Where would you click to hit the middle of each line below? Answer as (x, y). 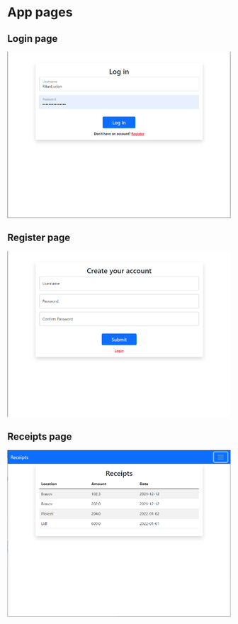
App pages (40, 12)
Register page (39, 238)
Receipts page (40, 437)
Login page (33, 39)
